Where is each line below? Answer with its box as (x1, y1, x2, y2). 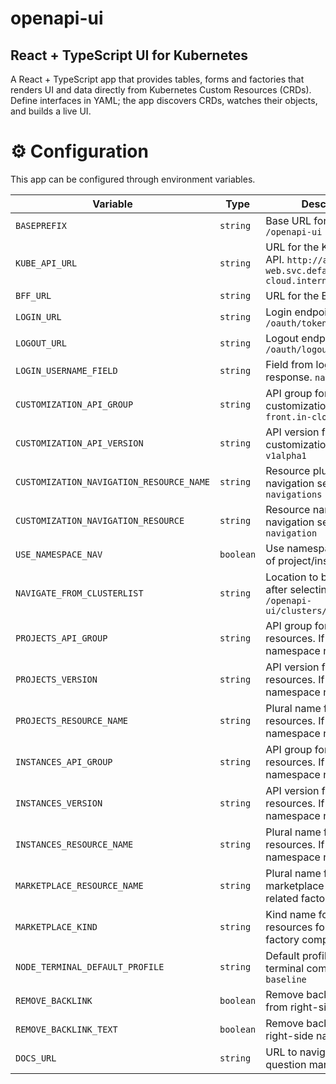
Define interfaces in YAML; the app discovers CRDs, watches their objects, (10, 95, 318, 106)
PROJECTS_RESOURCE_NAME (15, 715, 129, 726)
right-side (265, 1028, 314, 1042)
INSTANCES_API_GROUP (15, 756, 113, 767)
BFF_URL (15, 290, 52, 301)
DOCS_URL (15, 1052, 57, 1064)
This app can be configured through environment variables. (10, 173, 256, 185)
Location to (265, 570, 319, 584)
